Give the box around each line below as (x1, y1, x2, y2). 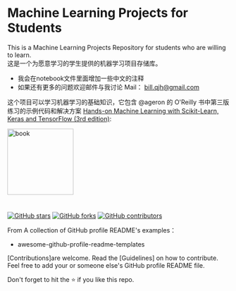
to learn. (7, 51, 32, 59)
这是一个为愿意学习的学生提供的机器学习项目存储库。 (7, 58, 162, 68)
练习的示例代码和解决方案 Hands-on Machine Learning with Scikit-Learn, (7, 106, 219, 115)
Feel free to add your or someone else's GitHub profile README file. (7, 261, 206, 270)
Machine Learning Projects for (7, 5, 189, 21)
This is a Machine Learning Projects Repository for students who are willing (7, 43, 227, 51)
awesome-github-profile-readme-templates (17, 240, 145, 249)
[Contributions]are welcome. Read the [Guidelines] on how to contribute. (7, 254, 218, 262)
